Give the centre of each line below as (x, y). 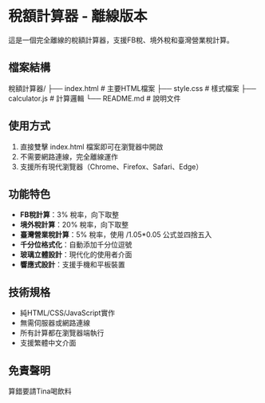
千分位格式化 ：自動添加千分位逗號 (76, 245)
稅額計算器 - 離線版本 (78, 16)
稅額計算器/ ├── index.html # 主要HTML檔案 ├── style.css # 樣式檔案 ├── (132, 88)
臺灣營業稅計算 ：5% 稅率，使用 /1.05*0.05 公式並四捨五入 (116, 235)
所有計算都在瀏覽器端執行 (62, 333)
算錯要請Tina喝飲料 (40, 391)
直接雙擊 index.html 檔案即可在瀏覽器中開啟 (91, 146)
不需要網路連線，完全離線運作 (69, 156)
